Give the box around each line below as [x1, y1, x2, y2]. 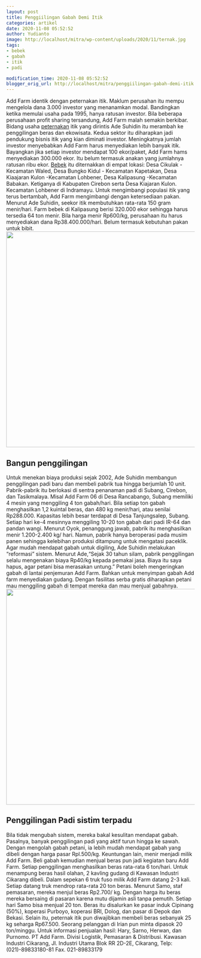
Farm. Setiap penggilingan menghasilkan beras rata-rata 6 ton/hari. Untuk [6, 863, 188, 870]
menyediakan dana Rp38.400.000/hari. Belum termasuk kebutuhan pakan [6, 218, 188, 225]
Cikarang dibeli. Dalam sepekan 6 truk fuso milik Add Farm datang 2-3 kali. [6, 876, 191, 883]
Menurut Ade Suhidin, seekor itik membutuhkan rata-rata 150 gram [6, 199, 171, 207]
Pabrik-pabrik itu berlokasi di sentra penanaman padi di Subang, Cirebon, [6, 486, 187, 493]
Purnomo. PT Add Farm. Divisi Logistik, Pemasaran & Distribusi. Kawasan [6, 933, 187, 940]
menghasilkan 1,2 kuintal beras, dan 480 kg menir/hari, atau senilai [6, 505, 170, 513]
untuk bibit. [6, 225, 34, 232]
